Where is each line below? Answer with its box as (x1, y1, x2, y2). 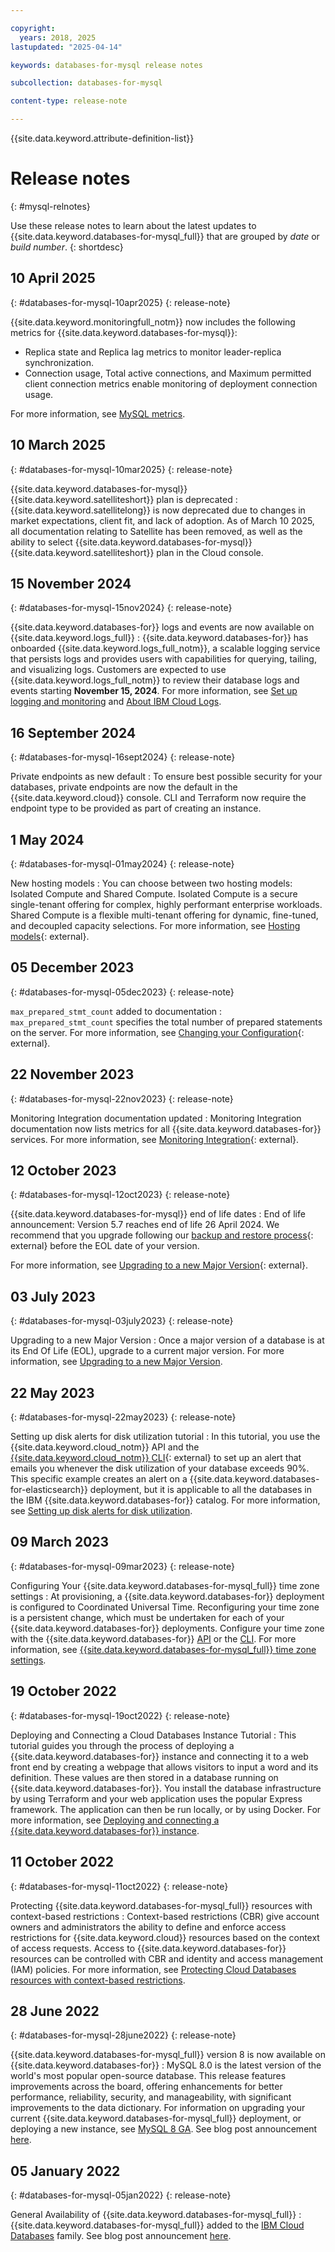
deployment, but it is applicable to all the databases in (89, 1484, 312, 1496)
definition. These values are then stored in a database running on (10, 1771, 279, 1783)
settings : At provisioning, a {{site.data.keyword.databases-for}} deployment (10, 1590, 325, 1602)
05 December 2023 (10, 959, 135, 976)
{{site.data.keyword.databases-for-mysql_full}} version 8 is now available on (10, 2049, 326, 2061)
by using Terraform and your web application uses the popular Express (10, 1792, 303, 1805)
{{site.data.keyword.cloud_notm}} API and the (10, 1441, 200, 1453)
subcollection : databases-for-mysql (10, 78, 163, 88)
